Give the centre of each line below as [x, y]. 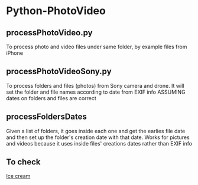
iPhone [15, 53]
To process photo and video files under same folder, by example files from [97, 47]
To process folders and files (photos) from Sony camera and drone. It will [95, 85]
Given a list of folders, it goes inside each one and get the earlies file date [96, 131]
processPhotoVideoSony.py [59, 72]
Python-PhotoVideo [56, 11]
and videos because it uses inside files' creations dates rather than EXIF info [99, 143]
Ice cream [18, 176]
